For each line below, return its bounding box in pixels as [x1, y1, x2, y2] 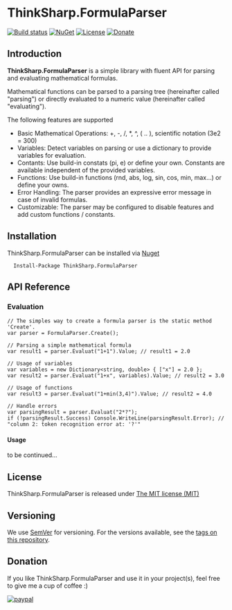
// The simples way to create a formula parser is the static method [7, 318, 213, 324]
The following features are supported [7, 115, 114, 124]
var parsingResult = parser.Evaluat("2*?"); [7, 409, 138, 416]
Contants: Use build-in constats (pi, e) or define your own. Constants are [17, 158, 225, 167]
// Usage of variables [7, 360, 73, 368]
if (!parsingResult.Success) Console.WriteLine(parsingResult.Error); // [7, 415, 225, 422]
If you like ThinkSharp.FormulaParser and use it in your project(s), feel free [7, 574, 220, 582]
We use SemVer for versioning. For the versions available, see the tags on [7, 528, 217, 536]
